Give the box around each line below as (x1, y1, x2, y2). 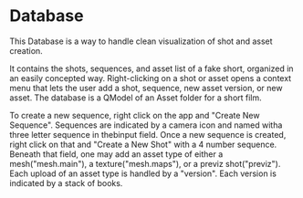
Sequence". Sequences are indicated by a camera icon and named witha (9, 120, 283, 130)
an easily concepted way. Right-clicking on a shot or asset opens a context (9, 72, 292, 83)
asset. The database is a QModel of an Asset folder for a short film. (9, 92, 262, 103)
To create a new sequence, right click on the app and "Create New (9, 109, 260, 120)
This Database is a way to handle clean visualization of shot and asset (9, 36, 273, 47)
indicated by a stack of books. (9, 177, 123, 188)
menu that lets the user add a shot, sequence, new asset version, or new (9, 82, 283, 93)
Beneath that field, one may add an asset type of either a (9, 148, 224, 160)
